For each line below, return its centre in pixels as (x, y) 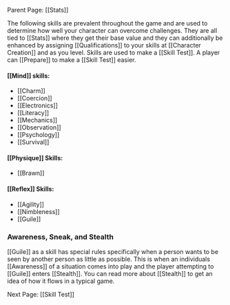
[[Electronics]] (38, 105)
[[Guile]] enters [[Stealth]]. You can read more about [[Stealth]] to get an (110, 273)
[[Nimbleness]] (38, 211)
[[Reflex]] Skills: (31, 189)
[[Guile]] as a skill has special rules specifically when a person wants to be (113, 251)
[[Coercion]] (35, 98)
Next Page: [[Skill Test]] (41, 294)
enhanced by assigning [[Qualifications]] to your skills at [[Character (104, 45)
